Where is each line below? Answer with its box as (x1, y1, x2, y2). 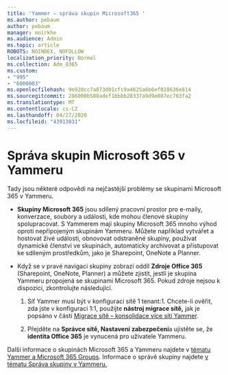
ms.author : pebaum (7, 16, 60, 23)
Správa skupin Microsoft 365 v (7, 148, 186, 163)
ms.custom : (7, 67, 38, 74)
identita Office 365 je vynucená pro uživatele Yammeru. (27, 333, 187, 341)
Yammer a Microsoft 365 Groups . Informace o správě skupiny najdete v (7, 353, 209, 361)
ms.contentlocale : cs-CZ (7, 105, 78, 112)
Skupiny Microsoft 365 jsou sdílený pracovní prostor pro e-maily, (16, 205, 203, 214)
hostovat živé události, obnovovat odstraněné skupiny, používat (16, 234, 197, 243)
